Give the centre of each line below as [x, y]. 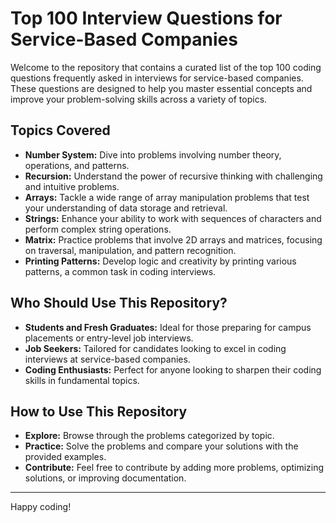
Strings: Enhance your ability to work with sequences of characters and [173, 218]
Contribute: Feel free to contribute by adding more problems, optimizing [174, 468]
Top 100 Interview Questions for [146, 18]
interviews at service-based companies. [107, 359]
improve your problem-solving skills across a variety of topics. [139, 99]
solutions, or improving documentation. [105, 478]
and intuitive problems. [72, 186]
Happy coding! [41, 507]
